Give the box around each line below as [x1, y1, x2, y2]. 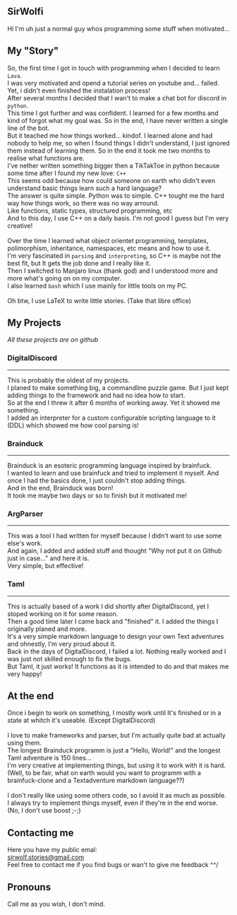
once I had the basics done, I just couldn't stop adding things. [7, 476, 187, 485]
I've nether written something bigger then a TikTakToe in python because [7, 161, 220, 170]
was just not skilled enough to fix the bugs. [7, 654, 132, 663]
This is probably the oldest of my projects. [7, 376, 130, 384]
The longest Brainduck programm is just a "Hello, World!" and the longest [7, 746, 221, 755]
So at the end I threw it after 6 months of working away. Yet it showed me [7, 399, 221, 407]
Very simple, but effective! [7, 562, 84, 570]
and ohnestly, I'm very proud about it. [7, 639, 116, 648]
